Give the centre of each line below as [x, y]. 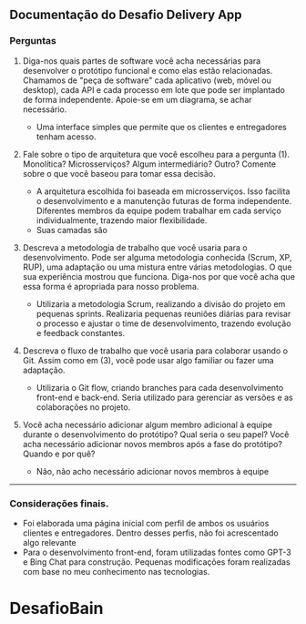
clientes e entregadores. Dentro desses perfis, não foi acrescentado [151, 533]
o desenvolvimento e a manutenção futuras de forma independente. [164, 200]
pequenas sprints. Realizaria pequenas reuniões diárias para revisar [163, 313]
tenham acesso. [66, 137]
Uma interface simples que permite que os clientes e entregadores [161, 127]
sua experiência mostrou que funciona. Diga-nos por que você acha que [159, 276]
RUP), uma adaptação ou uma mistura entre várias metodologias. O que [157, 267]
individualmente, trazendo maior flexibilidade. [122, 220]
